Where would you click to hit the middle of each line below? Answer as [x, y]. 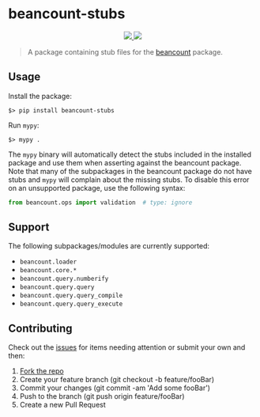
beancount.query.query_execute [71, 304]
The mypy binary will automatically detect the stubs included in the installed [130, 154]
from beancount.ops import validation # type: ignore [100, 203]
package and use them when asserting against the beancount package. [125, 162]
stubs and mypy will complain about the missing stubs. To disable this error [129, 180]
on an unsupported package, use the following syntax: [97, 188]
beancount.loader [48, 262]
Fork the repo [42, 371]
